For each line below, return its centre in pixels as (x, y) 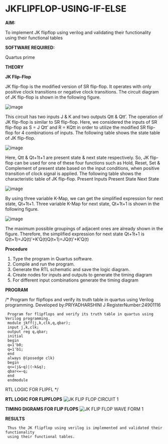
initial (15, 336)
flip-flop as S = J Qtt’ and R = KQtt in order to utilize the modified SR (75, 127)
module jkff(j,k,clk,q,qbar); (39, 323)
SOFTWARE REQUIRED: (30, 47)
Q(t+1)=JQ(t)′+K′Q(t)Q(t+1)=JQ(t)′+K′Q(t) (47, 239)
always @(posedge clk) (31, 358)
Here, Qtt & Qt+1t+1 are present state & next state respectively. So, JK (77, 157)
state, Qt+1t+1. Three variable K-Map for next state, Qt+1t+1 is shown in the (82, 204)
